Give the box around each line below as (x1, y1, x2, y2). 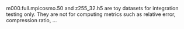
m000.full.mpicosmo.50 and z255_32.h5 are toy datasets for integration (6, 5, 179, 11)
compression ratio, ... (6, 17, 57, 23)
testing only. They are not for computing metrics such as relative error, (6, 11, 176, 18)
